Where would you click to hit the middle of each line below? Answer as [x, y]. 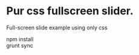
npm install [20, 39]
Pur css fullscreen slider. [70, 11]
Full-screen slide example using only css [57, 27]
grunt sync [20, 45]
